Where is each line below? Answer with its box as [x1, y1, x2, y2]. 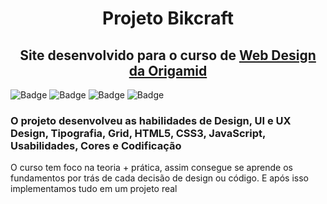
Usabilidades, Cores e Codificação [10, 138, 182, 152]
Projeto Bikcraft [102, 7, 234, 30]
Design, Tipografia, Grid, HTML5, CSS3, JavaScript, [10, 126, 267, 140]
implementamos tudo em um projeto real [10, 183, 178, 195]
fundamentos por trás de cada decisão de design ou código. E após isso [10, 172, 309, 184]
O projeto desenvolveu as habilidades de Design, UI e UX [10, 113, 292, 127]
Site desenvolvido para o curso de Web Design [19, 47, 317, 64]
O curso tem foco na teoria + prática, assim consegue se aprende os [10, 162, 293, 174]
